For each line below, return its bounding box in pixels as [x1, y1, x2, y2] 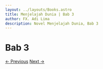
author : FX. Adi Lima [5, 16, 50, 21]
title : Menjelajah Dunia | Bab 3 [5, 12, 74, 17]
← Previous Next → [5, 59, 45, 65]
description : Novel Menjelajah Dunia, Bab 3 [5, 21, 99, 26]
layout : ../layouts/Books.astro [5, 7, 72, 12]
